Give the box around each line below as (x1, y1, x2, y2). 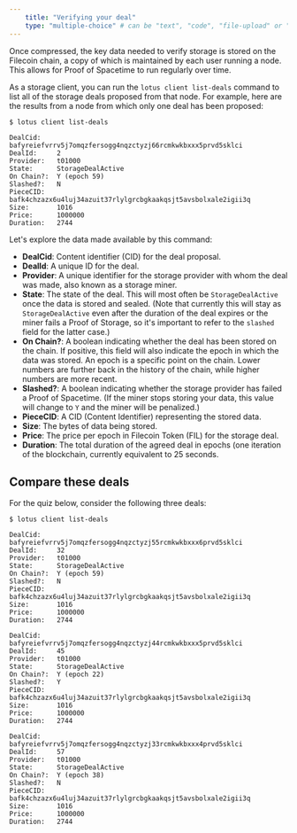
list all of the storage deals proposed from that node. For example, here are (9, 90, 283, 102)
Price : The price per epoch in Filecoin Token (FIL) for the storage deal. (21, 430, 279, 440)
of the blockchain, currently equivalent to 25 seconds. (21, 448, 219, 459)
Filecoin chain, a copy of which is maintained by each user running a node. (9, 55, 282, 66)
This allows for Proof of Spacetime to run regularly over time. (9, 64, 232, 75)
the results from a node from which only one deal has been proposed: (9, 100, 263, 111)
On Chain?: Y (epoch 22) (9, 670, 104, 679)
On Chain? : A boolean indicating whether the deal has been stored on (21, 336, 277, 346)
